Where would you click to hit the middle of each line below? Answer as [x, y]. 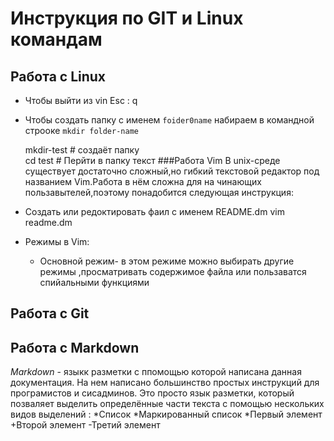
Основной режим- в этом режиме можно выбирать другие [167, 261]
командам [56, 39]
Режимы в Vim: [57, 241]
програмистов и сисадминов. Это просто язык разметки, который [152, 393]
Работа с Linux [58, 76]
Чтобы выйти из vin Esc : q [81, 100]
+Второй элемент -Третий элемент [85, 425]
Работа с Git [50, 313]
